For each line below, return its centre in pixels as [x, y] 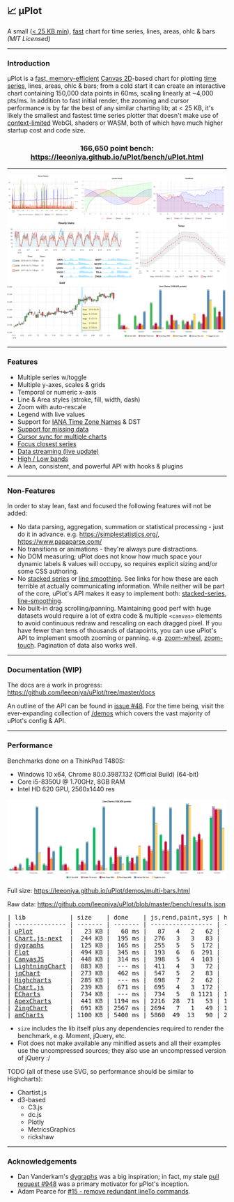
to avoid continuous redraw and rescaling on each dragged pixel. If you [119, 623]
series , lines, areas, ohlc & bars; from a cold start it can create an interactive [117, 86]
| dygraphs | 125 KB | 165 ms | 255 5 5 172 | [114, 945]
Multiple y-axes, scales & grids [61, 384]
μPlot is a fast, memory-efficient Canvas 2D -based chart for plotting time [112, 79]
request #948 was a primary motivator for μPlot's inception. [103, 1184]
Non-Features [31, 491]
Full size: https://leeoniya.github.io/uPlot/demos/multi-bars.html [99, 891]
